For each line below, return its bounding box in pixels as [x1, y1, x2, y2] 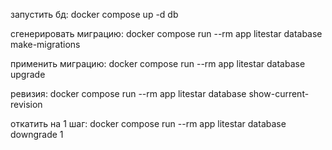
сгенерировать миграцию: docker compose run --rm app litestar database [10, 28, 323, 39]
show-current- [248, 88, 310, 99]
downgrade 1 [10, 129, 64, 140]
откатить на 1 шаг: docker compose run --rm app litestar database [10, 118, 287, 129]
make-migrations [10, 39, 81, 50]
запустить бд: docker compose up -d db [10, 9, 179, 20]
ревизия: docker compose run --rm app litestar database [10, 88, 247, 99]
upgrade [10, 69, 46, 80]
